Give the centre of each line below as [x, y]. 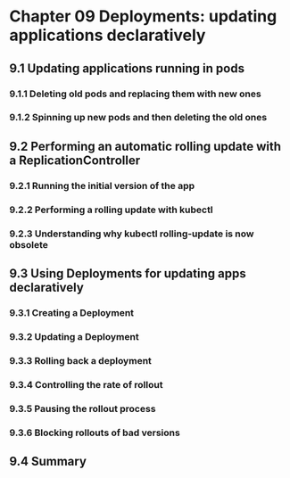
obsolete [29, 244]
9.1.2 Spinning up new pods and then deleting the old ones [138, 118]
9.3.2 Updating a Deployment [75, 336]
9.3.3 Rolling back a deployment [80, 360]
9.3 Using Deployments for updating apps [128, 273]
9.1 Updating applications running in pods [127, 68]
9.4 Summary [48, 461]
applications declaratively [108, 35]
